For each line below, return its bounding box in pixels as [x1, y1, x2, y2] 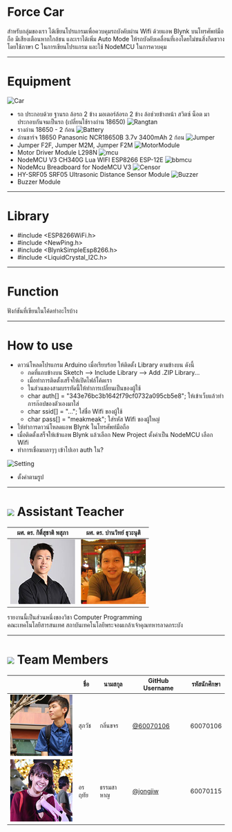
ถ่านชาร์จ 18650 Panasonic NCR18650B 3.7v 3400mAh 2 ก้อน [17, 133, 185, 142]
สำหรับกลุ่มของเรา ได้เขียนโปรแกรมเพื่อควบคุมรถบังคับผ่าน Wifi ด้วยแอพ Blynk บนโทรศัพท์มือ [7, 27, 224, 35]
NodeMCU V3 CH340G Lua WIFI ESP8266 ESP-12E [17, 155, 164, 164]
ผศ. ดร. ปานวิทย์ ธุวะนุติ [86, 529, 141, 537]
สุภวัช [78, 722, 91, 730]
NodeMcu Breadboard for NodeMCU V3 [17, 163, 132, 171]
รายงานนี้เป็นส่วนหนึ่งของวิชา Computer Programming [7, 612, 143, 621]
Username [143, 684, 174, 693]
